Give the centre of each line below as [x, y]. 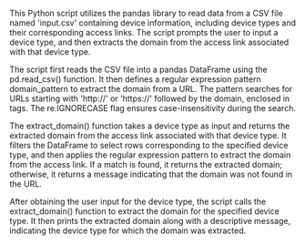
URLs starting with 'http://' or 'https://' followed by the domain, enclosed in [150, 98]
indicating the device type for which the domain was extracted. [128, 230]
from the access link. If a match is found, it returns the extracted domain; [146, 164]
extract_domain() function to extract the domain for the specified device [145, 211]
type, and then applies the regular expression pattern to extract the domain [150, 155]
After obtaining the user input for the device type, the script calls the [138, 201]
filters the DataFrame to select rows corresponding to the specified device [149, 145]
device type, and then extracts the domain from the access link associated [149, 42]
